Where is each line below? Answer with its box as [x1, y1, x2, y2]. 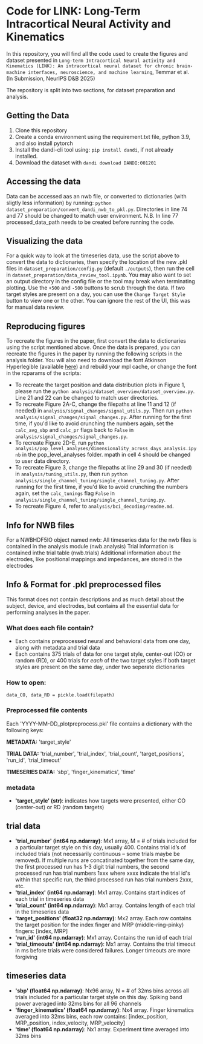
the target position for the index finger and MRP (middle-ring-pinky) [14, 921, 184, 928]
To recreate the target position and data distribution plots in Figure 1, [14, 381, 185, 389]
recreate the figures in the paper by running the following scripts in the [6, 350, 182, 357]
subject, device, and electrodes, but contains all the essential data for [6, 602, 179, 609]
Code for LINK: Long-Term [6, 4, 141, 18]
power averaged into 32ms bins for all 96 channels [14, 1000, 142, 1007]
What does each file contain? [6, 624, 94, 632]
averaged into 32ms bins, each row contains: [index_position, [14, 1012, 168, 1020]
